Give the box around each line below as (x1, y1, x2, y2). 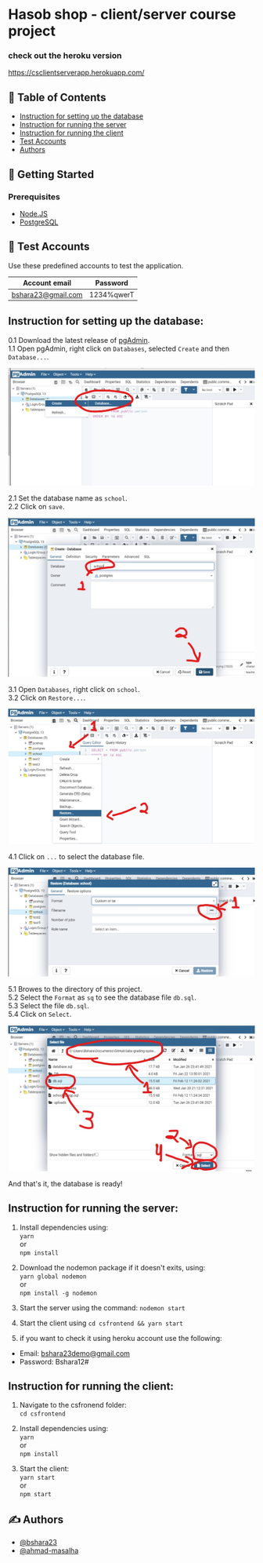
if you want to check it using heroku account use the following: (19, 1333, 222, 1343)
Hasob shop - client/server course (8, 5, 236, 24)
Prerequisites (8, 191, 60, 202)
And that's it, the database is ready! (8, 1179, 123, 1188)
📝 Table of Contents (8, 90, 106, 104)
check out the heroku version (8, 50, 122, 61)
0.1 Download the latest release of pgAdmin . (8, 335, 150, 344)
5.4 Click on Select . (8, 1010, 72, 1019)
